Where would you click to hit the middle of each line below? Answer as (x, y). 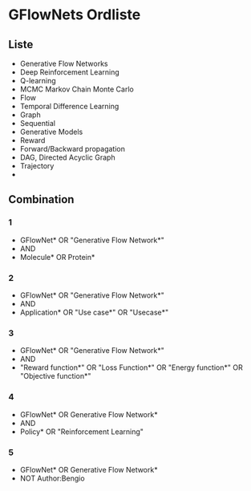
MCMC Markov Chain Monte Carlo (77, 89)
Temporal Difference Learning (69, 106)
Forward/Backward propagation (73, 149)
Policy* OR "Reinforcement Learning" (82, 432)
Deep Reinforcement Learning (70, 72)
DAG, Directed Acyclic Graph (67, 157)
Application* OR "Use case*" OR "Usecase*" (94, 312)
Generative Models (51, 132)
